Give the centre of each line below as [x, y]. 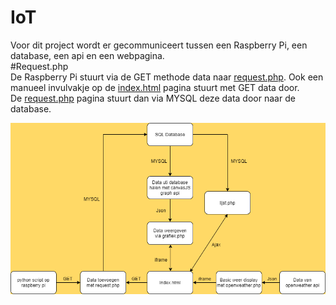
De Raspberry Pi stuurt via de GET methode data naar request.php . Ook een [167, 77]
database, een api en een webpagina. [87, 55]
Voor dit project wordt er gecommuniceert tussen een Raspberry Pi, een [159, 45]
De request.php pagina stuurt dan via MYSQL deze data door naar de [153, 98]
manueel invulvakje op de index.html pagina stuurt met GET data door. [155, 87]
